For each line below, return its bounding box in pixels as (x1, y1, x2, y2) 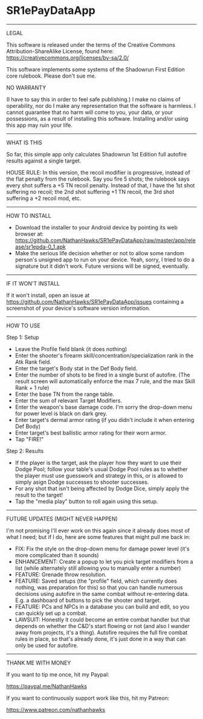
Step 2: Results (6, 447, 44, 455)
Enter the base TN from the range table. (14, 390, 115, 398)
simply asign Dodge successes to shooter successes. (14, 478, 149, 486)
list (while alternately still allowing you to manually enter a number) (14, 564, 181, 572)
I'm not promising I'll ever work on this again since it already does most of (6, 527, 190, 534)
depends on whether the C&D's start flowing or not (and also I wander (14, 622, 190, 629)
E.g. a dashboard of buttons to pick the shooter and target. (14, 597, 161, 604)
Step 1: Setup (6, 333, 39, 341)
